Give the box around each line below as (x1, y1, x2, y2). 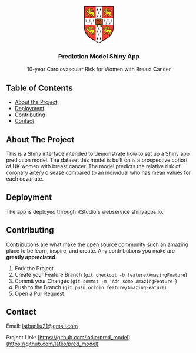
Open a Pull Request (14, 290, 65, 297)
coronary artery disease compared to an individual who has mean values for (6, 169, 191, 176)
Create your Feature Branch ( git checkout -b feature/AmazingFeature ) (14, 271, 188, 278)
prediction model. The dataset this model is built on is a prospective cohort (6, 156, 188, 164)
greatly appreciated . (6, 253, 57, 260)
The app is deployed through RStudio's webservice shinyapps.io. (6, 208, 164, 215)
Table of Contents (6, 83, 74, 93)
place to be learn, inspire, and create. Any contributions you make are (6, 247, 175, 254)
